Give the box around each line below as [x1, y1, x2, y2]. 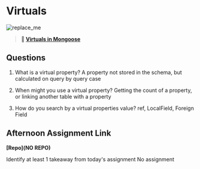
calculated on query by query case [14, 75, 101, 82]
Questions [6, 53, 46, 63]
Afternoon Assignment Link [6, 128, 111, 139]
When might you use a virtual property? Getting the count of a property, [14, 87, 192, 94]
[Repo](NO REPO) [6, 144, 51, 151]
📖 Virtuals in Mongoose [20, 35, 81, 42]
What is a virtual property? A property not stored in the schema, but [14, 69, 183, 76]
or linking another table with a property [14, 93, 112, 100]
